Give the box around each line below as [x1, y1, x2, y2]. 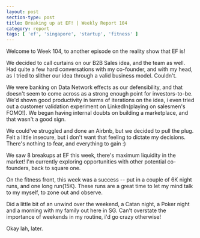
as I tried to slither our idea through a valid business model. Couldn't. [6, 72, 177, 79]
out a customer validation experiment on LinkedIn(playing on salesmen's [6, 103, 186, 110]
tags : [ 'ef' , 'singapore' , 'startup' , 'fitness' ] [6, 31, 138, 37]
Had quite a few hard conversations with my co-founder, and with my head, [6, 66, 193, 73]
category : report [6, 25, 50, 32]
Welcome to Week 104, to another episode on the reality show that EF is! [6, 47, 186, 55]
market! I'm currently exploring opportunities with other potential [6, 158, 166, 165]
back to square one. [31, 165, 81, 172]
